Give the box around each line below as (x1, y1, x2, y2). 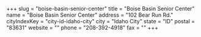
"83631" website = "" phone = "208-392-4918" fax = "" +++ (6, 24, 159, 31)
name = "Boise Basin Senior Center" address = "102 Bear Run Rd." (6, 11, 174, 18)
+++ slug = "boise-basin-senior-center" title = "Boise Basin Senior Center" (6, 5, 195, 12)
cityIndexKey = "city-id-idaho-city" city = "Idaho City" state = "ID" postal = (6, 18, 196, 24)
